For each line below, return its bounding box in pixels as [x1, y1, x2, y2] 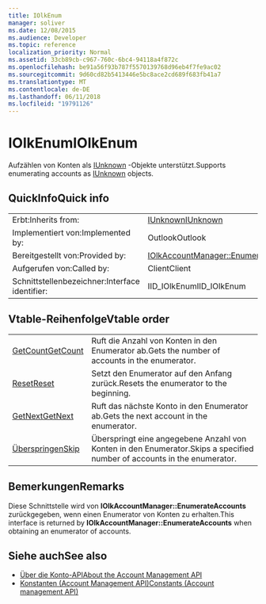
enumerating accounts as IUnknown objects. [8, 169, 154, 178]
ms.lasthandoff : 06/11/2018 [8, 93, 101, 101]
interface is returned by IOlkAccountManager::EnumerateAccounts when [8, 518, 252, 527]
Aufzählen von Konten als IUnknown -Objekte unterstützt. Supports [8, 160, 226, 170]
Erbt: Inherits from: [12, 214, 80, 225]
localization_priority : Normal [8, 48, 112, 56]
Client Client [147, 262, 192, 273]
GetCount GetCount [12, 345, 84, 356]
